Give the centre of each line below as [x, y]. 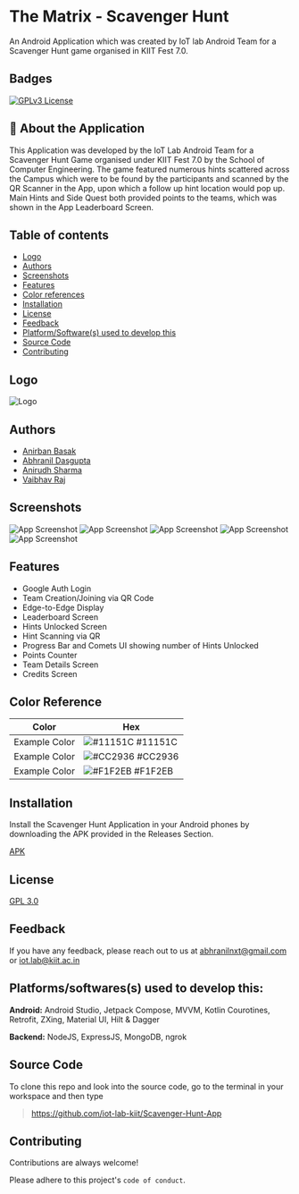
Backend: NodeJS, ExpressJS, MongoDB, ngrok [98, 1037]
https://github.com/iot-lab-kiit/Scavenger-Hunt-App [126, 1113]
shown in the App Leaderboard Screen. [82, 207]
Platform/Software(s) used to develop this [99, 333]
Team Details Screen [60, 665]
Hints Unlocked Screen [64, 626]
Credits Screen [50, 673]
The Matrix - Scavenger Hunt [119, 17]
